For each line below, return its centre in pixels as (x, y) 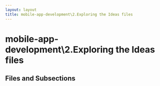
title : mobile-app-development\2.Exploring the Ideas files (69, 14)
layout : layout (21, 10)
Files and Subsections (40, 78)
